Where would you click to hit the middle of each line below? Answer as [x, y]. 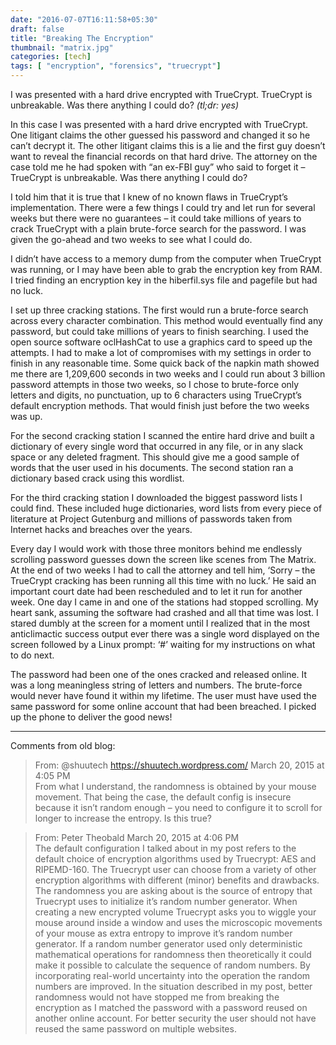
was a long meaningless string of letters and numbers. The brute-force [156, 685]
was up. [26, 416]
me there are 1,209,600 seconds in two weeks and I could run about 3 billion [168, 374]
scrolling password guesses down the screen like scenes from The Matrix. [163, 559]
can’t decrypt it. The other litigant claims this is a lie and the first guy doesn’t [168, 145]
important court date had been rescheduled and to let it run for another [156, 591]
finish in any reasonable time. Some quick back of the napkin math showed [165, 363]
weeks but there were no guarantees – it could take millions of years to [156, 218]
